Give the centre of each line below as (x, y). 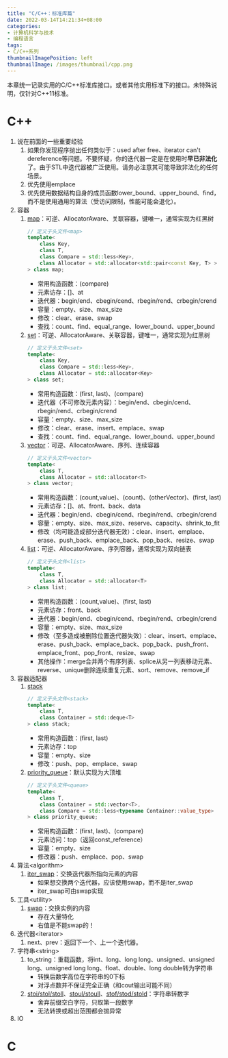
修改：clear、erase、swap (75, 318)
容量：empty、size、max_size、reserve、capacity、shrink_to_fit (129, 523)
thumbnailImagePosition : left (50, 58)
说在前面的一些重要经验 (50, 141)
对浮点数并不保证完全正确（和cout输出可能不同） (106, 985)
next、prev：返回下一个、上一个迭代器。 (84, 942)
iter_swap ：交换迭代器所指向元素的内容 (83, 874)
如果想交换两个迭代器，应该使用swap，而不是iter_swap (115, 883)
